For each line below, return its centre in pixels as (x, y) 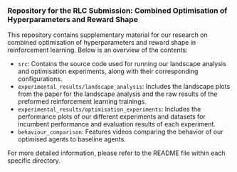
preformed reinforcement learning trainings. (82, 102)
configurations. (40, 79)
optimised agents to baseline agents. (72, 139)
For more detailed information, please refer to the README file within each (116, 153)
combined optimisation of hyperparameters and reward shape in (102, 43)
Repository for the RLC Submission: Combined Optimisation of (117, 11)
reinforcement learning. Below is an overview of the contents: (98, 50)
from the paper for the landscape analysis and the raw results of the (117, 94)
